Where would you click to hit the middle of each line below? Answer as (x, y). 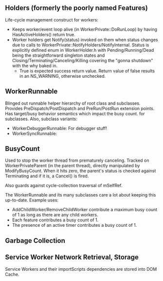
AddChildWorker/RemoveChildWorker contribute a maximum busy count (85, 210)
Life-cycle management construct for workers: (52, 20)
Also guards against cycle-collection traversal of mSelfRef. (64, 186)
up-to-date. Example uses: (32, 200)
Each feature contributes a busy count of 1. (55, 220)
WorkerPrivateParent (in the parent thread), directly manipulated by (72, 166)
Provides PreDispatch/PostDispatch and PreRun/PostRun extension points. (80, 108)
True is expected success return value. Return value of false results (87, 71)
